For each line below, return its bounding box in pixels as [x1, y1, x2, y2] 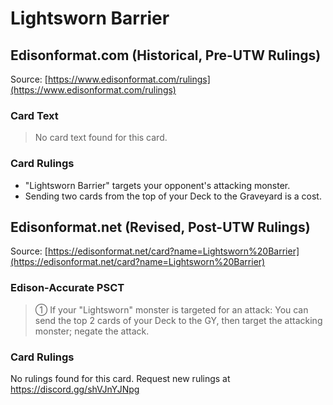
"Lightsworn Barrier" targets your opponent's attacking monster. [24, 179, 291, 191]
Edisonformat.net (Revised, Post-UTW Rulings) [10, 218, 311, 236]
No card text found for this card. [34, 132, 168, 144]
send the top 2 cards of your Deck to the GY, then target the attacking [34, 314, 323, 326]
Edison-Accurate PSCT [10, 281, 125, 295]
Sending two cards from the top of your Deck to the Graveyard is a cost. [24, 190, 322, 202]
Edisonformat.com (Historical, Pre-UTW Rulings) [10, 47, 322, 64]
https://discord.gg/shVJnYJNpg [10, 383, 140, 395]
